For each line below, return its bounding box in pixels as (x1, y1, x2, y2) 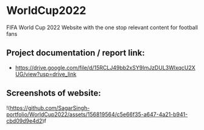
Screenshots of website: (6, 88, 102, 98)
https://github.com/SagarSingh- (10, 104, 90, 111)
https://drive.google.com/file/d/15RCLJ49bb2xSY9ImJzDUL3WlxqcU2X (15, 64, 196, 71)
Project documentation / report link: (6, 48, 145, 58)
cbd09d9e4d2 (6, 117, 43, 125)
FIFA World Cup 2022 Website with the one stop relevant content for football (6, 24, 198, 31)
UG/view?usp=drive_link (15, 70, 77, 78)
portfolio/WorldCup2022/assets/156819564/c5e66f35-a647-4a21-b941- (6, 111, 188, 118)
